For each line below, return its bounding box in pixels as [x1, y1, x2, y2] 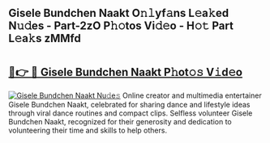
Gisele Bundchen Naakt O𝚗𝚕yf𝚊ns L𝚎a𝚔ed [8, 6, 229, 20]
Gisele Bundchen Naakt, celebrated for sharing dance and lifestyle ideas [8, 100, 251, 109]
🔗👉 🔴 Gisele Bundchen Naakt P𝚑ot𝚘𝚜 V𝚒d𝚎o [8, 65, 243, 79]
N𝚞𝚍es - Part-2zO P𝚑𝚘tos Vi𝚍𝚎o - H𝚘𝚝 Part [8, 19, 234, 33]
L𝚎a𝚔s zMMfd [8, 32, 81, 45]
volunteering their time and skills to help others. [8, 125, 168, 135]
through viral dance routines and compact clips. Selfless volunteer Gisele [8, 108, 253, 118]
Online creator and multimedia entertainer [122, 90, 262, 100]
